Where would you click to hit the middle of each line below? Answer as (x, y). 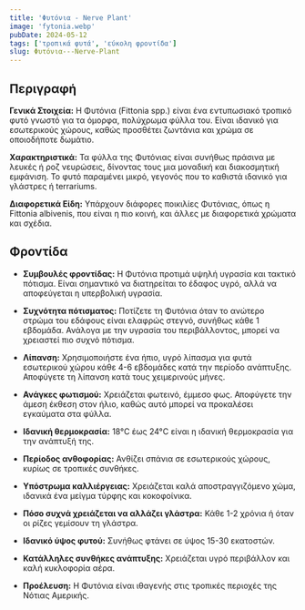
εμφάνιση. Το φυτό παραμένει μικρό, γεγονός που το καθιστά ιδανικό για (148, 176)
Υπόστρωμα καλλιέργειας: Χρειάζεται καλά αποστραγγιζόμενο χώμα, (159, 486)
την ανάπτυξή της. (58, 441)
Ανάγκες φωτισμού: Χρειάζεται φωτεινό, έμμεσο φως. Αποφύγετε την (157, 394)
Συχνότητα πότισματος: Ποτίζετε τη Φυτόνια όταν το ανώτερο (143, 310)
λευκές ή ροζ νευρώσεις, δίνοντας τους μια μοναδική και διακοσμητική (144, 167)
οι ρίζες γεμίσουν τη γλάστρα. (80, 523)
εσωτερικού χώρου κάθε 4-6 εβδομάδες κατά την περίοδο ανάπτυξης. (157, 367)
